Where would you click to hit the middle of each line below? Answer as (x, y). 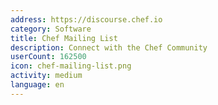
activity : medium (46, 76)
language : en (37, 85)
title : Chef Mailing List (64, 38)
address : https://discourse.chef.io (86, 19)
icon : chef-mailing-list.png (71, 66)
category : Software (51, 29)
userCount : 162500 (48, 57)
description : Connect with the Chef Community (109, 47)
